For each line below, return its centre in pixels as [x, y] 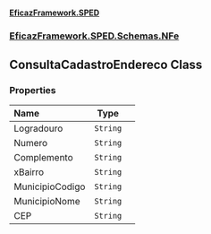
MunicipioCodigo [50, 186]
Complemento [43, 158]
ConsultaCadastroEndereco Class [106, 64]
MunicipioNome [47, 202]
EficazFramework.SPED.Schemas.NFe [94, 36]
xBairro [29, 172]
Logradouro [38, 128]
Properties [33, 90]
